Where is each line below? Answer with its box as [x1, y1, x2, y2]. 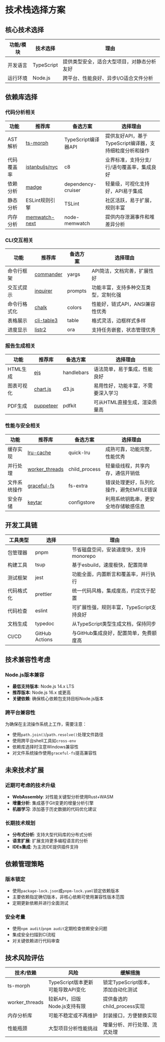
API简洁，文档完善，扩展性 [91, 267, 154, 274]
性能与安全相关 [5, 422, 41, 429]
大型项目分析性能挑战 [48, 1025, 98, 1032]
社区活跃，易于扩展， [105, 197, 155, 204]
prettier [35, 591, 53, 598]
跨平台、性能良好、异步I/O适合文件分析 [62, 75, 154, 82]
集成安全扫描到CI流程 [12, 932, 55, 938]
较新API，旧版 [48, 995, 81, 1002]
